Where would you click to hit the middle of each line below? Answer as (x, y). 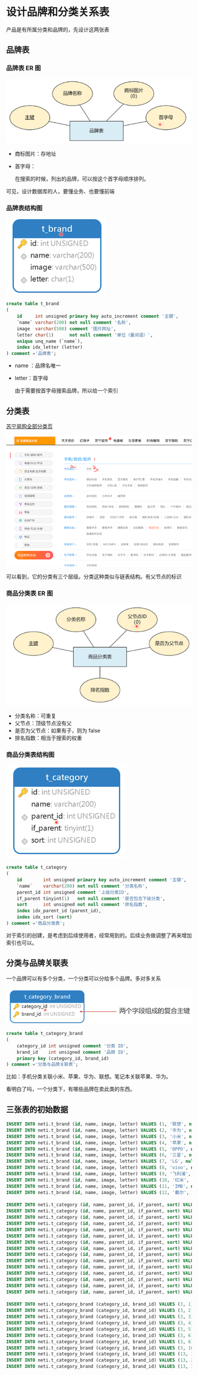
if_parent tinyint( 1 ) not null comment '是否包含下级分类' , (91, 898)
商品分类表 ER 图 (29, 593)
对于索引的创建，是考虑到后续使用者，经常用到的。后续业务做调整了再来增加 (99, 935)
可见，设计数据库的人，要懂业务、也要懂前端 (60, 191)
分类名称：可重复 (35, 715)
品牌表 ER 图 (24, 68)
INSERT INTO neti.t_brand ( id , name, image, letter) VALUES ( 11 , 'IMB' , (97, 1186)
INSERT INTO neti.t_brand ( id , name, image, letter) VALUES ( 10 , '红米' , (98, 1180)
